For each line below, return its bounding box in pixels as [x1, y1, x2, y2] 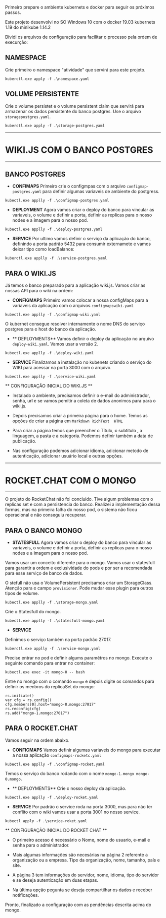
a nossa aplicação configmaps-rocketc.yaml [12, 752, 102, 758]
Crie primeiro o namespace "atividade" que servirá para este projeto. [5, 66, 146, 72]
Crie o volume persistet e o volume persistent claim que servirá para [5, 103, 144, 109]
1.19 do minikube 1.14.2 [5, 24, 51, 30]
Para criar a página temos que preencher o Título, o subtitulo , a [12, 428, 142, 434]
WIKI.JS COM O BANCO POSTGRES [5, 144, 153, 155]
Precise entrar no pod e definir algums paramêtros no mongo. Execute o [5, 655, 152, 660]
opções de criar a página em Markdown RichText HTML [12, 418, 123, 424]
